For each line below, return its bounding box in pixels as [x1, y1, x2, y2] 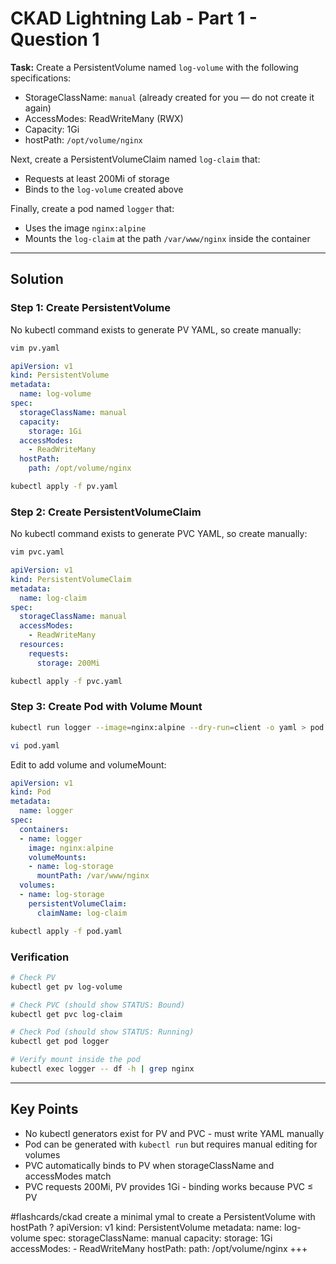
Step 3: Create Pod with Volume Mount [10, 700, 203, 714]
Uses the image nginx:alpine [24, 222, 147, 234]
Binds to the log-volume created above [24, 183, 184, 195]
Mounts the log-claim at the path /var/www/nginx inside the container [24, 232, 311, 244]
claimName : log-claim [36, 908, 128, 918]
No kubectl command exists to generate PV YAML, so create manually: [10, 323, 302, 336]
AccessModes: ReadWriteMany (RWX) [24, 112, 184, 124]
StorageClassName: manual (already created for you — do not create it [24, 91, 315, 103]
